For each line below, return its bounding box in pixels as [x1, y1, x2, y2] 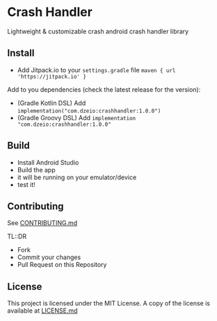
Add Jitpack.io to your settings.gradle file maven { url [17, 65, 176, 74]
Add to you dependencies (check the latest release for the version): [7, 85, 201, 94]
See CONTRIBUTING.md [7, 219, 78, 227]
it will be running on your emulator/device [17, 173, 137, 181]
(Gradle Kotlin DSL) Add [17, 99, 86, 107]
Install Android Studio [17, 158, 79, 167]
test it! [17, 180, 36, 188]
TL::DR [7, 232, 27, 240]
